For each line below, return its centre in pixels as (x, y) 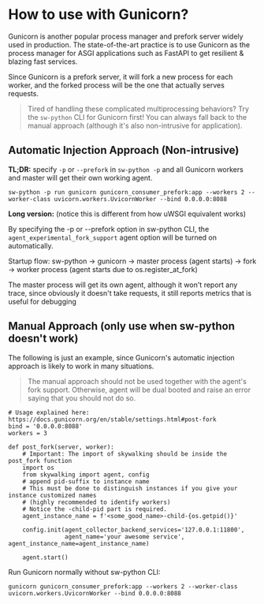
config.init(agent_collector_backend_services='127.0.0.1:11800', (134, 530)
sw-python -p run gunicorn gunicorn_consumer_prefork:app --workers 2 (126, 192)
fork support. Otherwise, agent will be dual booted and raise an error (139, 390)
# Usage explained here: (49, 412)
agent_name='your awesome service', (125, 537)
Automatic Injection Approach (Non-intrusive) (124, 150)
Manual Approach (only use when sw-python (121, 326)
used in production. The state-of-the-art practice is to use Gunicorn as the (129, 44)
